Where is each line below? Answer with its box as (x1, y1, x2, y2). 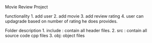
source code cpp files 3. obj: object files (5, 33, 85, 38)
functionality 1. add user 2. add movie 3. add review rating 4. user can (5, 13, 144, 19)
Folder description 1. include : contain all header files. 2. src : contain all (5, 28, 147, 33)
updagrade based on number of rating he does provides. (5, 19, 118, 24)
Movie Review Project (5, 4, 48, 10)
